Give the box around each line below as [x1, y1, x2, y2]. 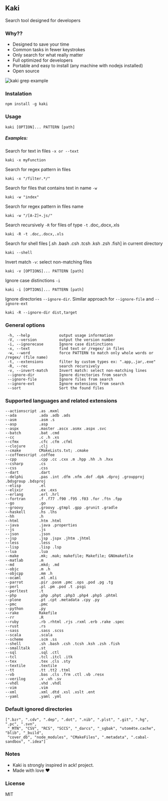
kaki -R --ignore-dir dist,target [5, 310, 78, 315]
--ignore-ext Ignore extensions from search [7, 381, 124, 386]
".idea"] [27, 739, 46, 744]
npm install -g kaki [5, 101, 49, 107]
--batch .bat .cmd [5, 431, 59, 436]
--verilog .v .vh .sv [5, 677, 62, 682]
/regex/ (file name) [5, 355, 49, 360]
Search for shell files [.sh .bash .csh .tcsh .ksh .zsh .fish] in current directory [5, 240, 163, 246]
